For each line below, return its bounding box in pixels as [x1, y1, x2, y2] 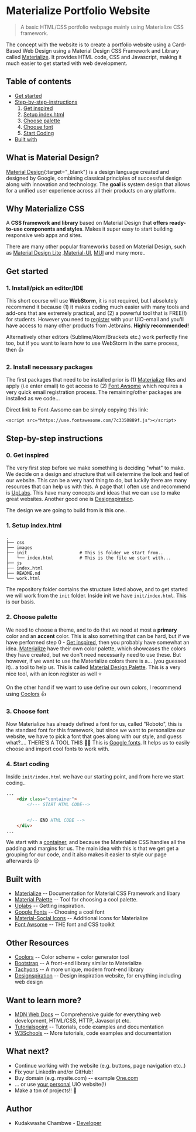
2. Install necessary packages [6, 363, 93, 371]
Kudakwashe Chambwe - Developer [14, 1119, 102, 1126]
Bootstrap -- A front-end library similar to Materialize [14, 960, 142, 967]
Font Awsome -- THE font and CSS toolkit [14, 921, 115, 928]
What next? [6, 1047, 49, 1056]
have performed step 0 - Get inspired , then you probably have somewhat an [6, 639, 190, 646]
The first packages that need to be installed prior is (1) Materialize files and [6, 376, 187, 383]
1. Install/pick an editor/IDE [6, 284, 84, 292]
